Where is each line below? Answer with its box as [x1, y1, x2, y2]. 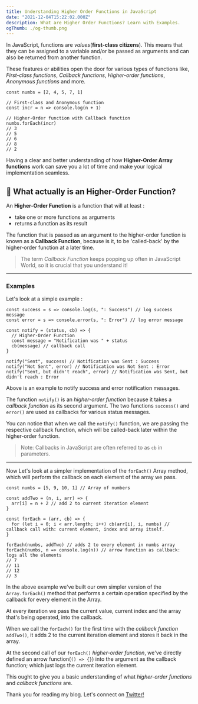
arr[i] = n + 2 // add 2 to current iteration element [11, 500, 149, 506]
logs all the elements [6, 553, 62, 558]
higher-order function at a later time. [6, 244, 95, 251]
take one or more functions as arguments [14, 214, 115, 221]
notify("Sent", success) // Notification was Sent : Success [6, 359, 160, 364]
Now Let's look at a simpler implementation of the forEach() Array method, [6, 467, 189, 474]
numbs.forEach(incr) [6, 121, 57, 127]
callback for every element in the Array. [6, 596, 102, 603]
